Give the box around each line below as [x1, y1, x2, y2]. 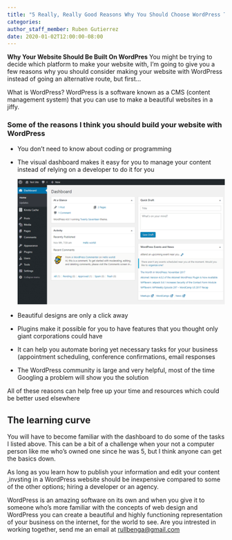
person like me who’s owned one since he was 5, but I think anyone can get [7, 447, 222, 456]
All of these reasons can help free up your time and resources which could [7, 387, 220, 395]
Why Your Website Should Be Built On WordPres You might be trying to [7, 52, 213, 61]
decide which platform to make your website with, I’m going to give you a [7, 60, 215, 68]
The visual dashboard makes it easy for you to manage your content [17, 157, 212, 166]
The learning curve [7, 414, 91, 426]
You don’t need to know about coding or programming [17, 144, 172, 153]
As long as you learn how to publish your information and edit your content [7, 468, 220, 476]
